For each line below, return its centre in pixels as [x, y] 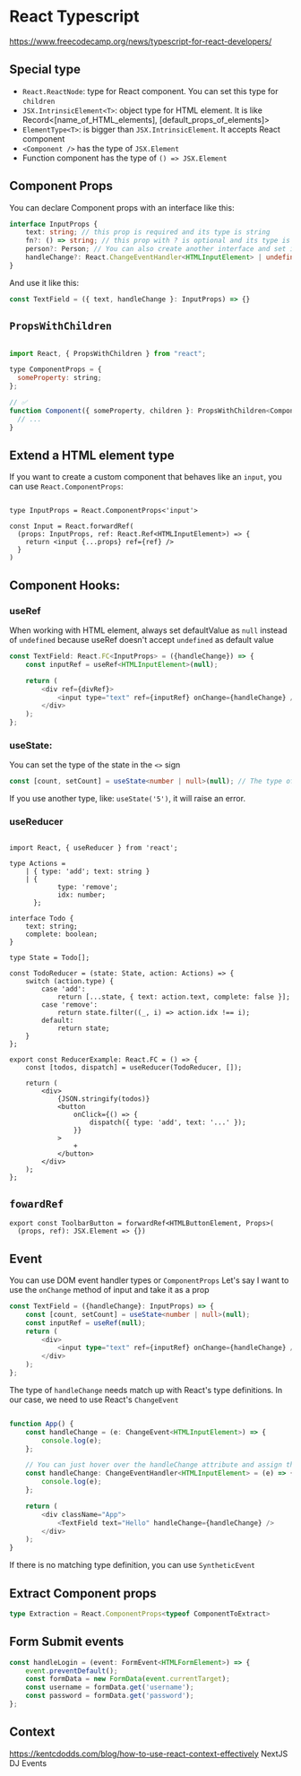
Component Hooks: [65, 585]
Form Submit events [67, 1642]
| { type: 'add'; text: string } [88, 871]
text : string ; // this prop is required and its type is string [148, 232]
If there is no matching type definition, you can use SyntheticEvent [132, 1565]
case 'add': [64, 989]
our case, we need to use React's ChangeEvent [94, 1399]
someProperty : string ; [60, 378]
